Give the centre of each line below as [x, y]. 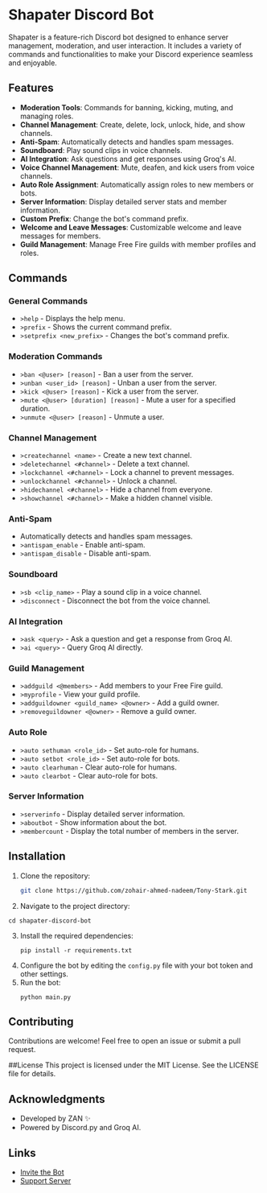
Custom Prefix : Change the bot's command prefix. [104, 218]
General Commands [48, 301]
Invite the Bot [42, 1172]
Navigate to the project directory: [75, 906]
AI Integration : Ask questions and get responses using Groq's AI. [128, 159]
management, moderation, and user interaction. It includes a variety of [125, 45]
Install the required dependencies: [77, 935]
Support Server [45, 1180]
